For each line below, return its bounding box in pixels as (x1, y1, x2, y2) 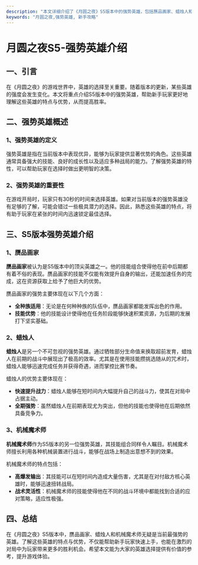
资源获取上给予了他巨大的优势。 (26, 278, 104, 285)
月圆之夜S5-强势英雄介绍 (6, 41, 128, 55)
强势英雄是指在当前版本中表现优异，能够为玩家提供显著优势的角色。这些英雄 (6, 151, 192, 158)
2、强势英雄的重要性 (6, 181, 65, 190)
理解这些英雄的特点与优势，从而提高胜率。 (6, 98, 110, 105)
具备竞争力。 (14, 410, 46, 417)
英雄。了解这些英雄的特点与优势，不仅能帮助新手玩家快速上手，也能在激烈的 (6, 538, 192, 545)
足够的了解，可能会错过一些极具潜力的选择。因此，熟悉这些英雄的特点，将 (11, 203, 192, 210)
